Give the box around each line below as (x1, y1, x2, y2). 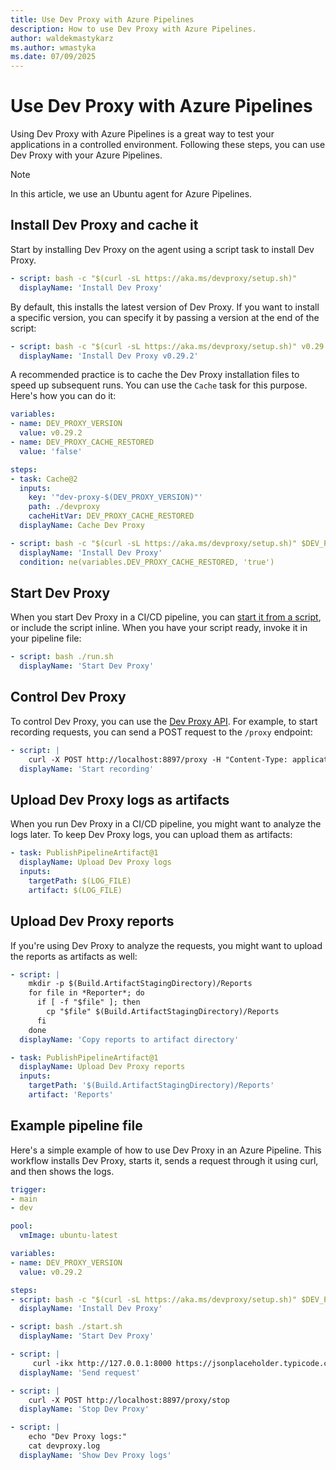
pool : (10, 1221, 33, 1231)
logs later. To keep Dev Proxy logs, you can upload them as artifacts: (10, 829, 293, 841)
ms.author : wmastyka (10, 42, 97, 53)
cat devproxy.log (28, 1441, 101, 1451)
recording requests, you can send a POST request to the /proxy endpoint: (10, 726, 313, 738)
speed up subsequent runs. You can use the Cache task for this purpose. (10, 379, 308, 391)
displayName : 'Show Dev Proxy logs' (19, 1450, 172, 1460)
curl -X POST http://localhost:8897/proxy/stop (28, 1395, 230, 1405)
